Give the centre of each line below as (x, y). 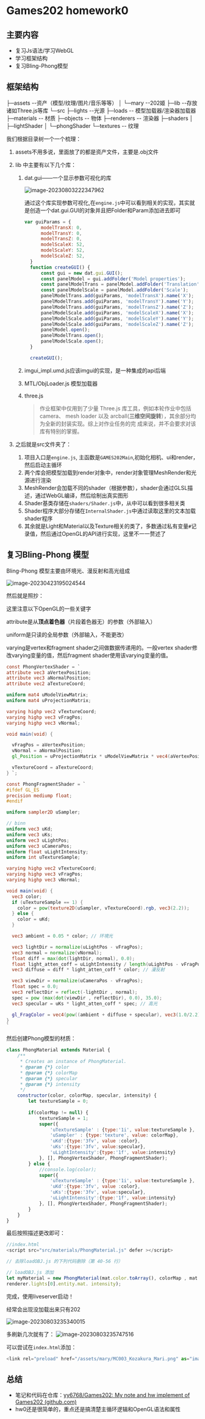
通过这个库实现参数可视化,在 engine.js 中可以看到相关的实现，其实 (107, 202)
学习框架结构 (31, 58)
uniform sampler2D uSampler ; (43, 812)
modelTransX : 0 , (61, 228)
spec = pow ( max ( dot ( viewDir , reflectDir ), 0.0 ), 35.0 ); (87, 998)
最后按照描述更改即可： (36, 1233)
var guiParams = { (48, 222)
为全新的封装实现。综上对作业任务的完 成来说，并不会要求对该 (118, 423)
